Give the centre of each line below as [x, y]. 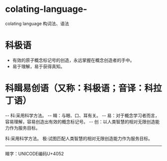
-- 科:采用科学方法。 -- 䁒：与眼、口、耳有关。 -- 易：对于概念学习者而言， [83, 115]
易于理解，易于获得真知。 [39, 66]
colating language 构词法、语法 [37, 23]
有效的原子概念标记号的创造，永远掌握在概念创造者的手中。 [73, 60]
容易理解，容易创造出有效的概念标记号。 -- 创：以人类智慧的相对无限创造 [80, 121]
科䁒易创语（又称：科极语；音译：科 [79, 88]
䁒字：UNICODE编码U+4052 [35, 154]
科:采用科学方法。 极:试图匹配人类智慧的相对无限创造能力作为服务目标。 [79, 138]
